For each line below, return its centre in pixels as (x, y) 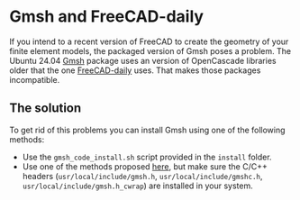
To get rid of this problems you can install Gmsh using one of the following (147, 130)
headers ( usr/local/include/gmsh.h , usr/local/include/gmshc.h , (142, 176)
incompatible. (35, 79)
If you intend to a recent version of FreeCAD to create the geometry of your (149, 41)
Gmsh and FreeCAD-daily (107, 17)
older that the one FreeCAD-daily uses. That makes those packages (135, 70)
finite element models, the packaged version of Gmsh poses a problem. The (150, 50)
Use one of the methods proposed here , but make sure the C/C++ (145, 166)
